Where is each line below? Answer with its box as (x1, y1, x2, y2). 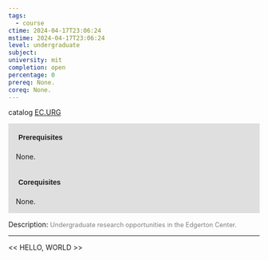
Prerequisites (18, 133, 63, 142)
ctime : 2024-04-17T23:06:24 (8, 26, 102, 34)
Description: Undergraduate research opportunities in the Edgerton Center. (8, 220, 237, 230)
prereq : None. (8, 78, 56, 86)
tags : (8, 11, 26, 20)
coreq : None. (8, 85, 52, 94)
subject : (8, 49, 37, 57)
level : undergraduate (8, 41, 81, 49)
